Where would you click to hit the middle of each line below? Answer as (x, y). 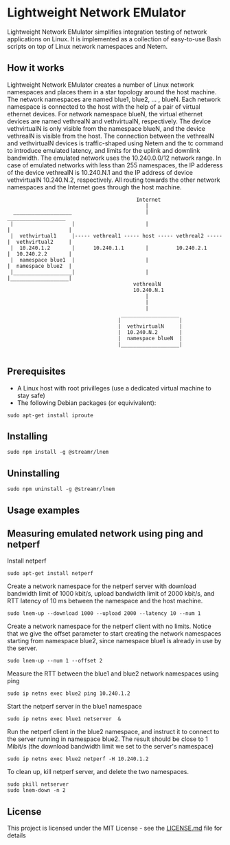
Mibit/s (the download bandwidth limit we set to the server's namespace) (111, 747)
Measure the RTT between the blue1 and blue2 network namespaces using (113, 674)
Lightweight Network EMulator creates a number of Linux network (101, 85)
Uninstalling (34, 473)
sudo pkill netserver (38, 784)
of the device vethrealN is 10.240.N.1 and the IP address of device (100, 172)
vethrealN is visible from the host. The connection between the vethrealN (111, 136)
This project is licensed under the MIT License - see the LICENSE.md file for (115, 828)
